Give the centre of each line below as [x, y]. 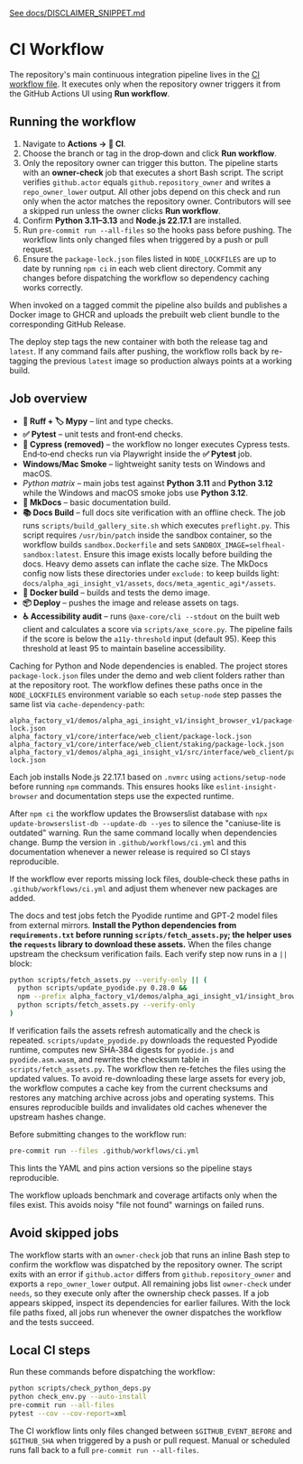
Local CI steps [50, 1351]
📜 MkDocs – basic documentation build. [96, 502]
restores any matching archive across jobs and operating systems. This [142, 1097]
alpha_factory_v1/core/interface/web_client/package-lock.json [131, 736]
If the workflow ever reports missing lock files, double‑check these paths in [149, 879]
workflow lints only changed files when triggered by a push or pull [145, 239]
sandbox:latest [51, 555]
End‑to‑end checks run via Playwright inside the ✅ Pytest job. [137, 454]
